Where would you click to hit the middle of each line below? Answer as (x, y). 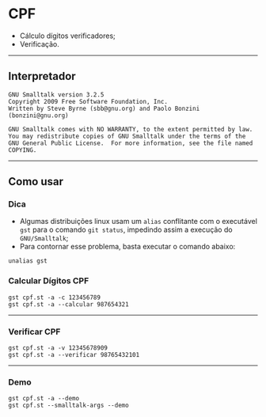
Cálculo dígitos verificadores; (68, 36)
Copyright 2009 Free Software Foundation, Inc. (88, 101)
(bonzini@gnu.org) (38, 116)
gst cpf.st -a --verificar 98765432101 (74, 355)
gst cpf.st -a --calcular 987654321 (68, 304)
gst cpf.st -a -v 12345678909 (58, 348)
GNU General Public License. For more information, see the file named (131, 143)
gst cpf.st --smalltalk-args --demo (68, 406)
